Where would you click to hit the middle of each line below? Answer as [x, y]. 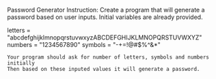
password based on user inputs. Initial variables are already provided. [105, 17]
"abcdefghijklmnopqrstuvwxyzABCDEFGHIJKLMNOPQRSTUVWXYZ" [105, 37]
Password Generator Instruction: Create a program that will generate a [106, 10]
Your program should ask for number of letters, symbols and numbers [108, 57]
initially [21, 63]
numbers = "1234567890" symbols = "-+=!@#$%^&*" [84, 45]
